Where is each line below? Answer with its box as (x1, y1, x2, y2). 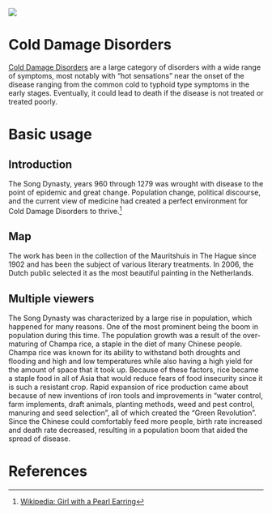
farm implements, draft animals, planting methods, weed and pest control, (8, 400, 255, 409)
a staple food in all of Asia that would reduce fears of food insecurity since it (8, 374, 263, 383)
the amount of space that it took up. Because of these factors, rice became (8, 365, 259, 375)
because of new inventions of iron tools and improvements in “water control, (8, 391, 263, 400)
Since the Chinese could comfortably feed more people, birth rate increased (8, 417, 263, 426)
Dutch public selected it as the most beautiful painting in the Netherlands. (8, 268, 254, 278)
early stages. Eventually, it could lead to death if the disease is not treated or (8, 88, 264, 97)
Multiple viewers (8, 292, 95, 306)
